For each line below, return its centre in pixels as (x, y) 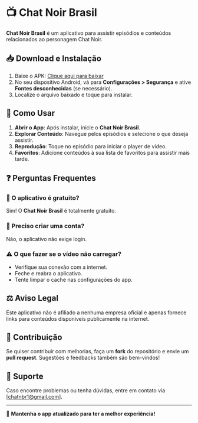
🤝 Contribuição (34, 338)
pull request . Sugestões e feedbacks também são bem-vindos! (83, 358)
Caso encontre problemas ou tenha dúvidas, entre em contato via (86, 391)
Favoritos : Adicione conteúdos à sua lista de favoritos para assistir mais (102, 152)
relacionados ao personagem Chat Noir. (55, 39)
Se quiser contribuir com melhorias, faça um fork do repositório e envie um (98, 352)
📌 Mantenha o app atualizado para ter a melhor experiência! (81, 414)
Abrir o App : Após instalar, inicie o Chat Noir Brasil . (77, 127)
